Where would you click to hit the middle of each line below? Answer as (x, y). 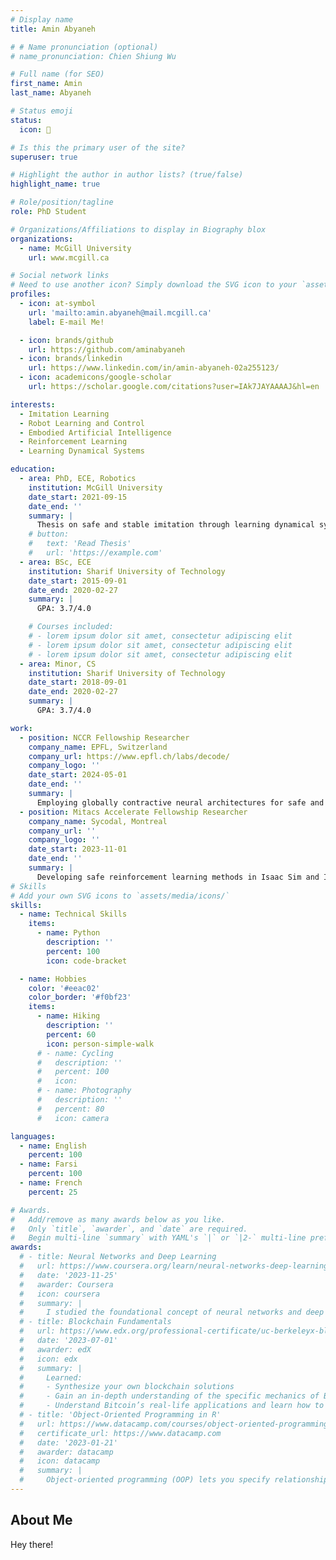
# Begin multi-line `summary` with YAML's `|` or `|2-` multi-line (158, 1238)
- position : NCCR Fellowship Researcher (104, 737)
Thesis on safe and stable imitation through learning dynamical (175, 525)
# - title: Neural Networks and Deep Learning (118, 1257)
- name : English (53, 1146)
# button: (49, 534)
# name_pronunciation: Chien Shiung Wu (93, 56)
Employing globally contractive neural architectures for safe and (180, 802)
